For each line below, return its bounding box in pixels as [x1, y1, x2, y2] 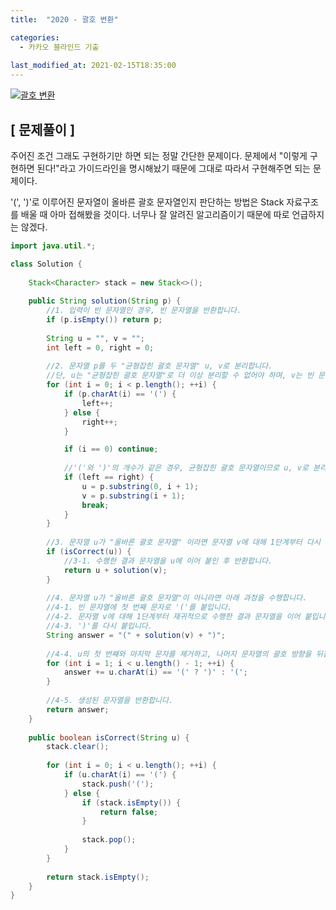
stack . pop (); [81, 835, 137, 845]
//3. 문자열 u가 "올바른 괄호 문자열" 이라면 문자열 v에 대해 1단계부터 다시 [46, 537, 321, 548]
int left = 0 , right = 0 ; [46, 342, 155, 353]
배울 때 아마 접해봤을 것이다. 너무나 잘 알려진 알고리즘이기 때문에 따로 [20, 208, 290, 220]
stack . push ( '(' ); [81, 779, 155, 789]
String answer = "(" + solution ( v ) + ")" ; [46, 630, 226, 640]
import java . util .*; [10, 241, 97, 251]
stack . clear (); [46, 742, 110, 752]
